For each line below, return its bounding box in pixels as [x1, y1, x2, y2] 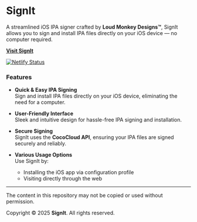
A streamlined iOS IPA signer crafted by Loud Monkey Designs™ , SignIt [6, 23, 178, 30]
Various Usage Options [14, 151, 72, 158]
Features [6, 73, 32, 81]
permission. [6, 198, 35, 205]
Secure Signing [14, 127, 53, 135]
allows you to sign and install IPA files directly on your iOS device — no [6, 29, 178, 36]
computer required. [6, 36, 53, 43]
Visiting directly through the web [23, 175, 103, 182]
